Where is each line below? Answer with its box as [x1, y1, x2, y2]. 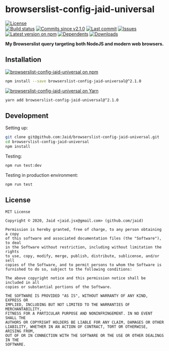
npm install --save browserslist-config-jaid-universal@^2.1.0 [5, 78, 142, 84]
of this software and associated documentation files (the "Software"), [5, 236, 162, 241]
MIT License [5, 209, 30, 214]
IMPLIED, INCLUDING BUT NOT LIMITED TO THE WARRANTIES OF [5, 302, 130, 307]
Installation [5, 56, 41, 64]
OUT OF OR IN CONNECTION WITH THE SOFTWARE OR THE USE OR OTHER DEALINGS [5, 333, 164, 338]
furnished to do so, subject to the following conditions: [5, 267, 133, 272]
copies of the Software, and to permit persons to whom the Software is [5, 262, 162, 267]
